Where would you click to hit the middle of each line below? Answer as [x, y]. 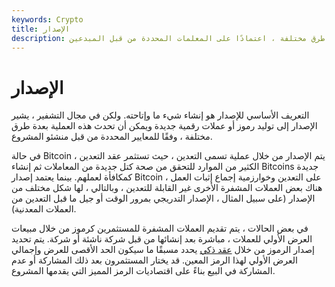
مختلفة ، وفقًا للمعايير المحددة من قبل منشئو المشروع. [112, 137]
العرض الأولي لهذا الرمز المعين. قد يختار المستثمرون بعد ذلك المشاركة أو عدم [154, 260]
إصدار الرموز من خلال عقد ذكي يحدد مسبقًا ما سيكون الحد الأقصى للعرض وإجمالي [163, 250]
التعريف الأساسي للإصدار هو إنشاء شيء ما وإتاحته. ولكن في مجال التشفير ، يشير [160, 115]
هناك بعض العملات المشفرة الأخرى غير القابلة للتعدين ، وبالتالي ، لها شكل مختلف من [167, 188]
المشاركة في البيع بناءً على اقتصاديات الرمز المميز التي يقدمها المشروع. [143, 271]
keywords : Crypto [47, 19]
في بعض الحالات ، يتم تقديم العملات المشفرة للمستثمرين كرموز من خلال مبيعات [160, 228]
